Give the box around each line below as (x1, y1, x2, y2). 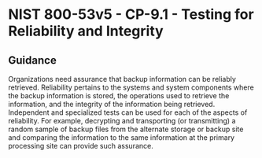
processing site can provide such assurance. (8, 141, 153, 150)
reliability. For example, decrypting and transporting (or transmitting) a (8, 116, 236, 125)
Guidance (8, 53, 57, 67)
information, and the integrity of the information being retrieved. (8, 100, 216, 108)
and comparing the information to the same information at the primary (8, 133, 234, 142)
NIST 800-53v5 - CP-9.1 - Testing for (8, 6, 254, 24)
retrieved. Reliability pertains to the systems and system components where (8, 83, 254, 92)
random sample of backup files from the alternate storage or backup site (8, 124, 244, 134)
